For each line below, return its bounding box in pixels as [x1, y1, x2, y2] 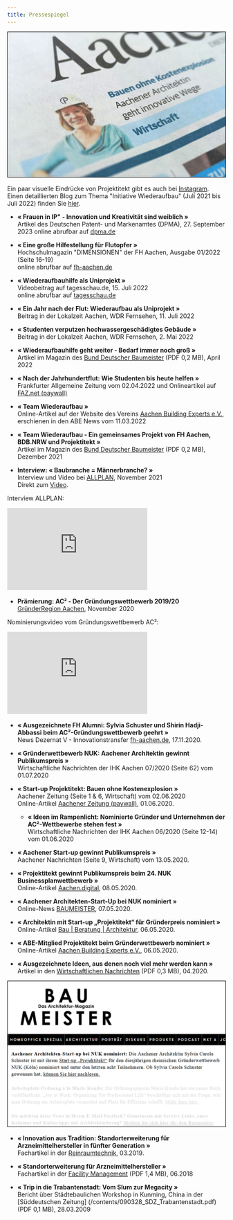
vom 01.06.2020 [27, 835, 74, 843]
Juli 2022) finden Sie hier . [7, 200, 81, 208]
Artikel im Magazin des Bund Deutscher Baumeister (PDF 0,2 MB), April [17, 353, 221, 362]
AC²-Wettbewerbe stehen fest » [27, 820, 122, 829]
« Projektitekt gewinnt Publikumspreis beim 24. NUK [17, 869, 171, 878]
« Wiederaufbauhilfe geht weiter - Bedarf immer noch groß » [17, 346, 196, 355]
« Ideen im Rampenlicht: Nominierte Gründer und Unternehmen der [27, 813, 225, 821]
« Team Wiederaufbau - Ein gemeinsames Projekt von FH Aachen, [17, 430, 211, 439]
